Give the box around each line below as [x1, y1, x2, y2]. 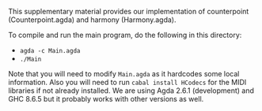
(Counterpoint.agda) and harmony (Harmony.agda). [8, 15, 177, 24]
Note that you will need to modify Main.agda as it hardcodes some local [8, 69, 240, 78]
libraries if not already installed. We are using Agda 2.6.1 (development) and [8, 86, 255, 95]
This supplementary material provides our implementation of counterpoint [8, 7, 249, 16]
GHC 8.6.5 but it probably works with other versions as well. [8, 94, 204, 103]
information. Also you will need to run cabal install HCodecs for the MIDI [8, 78, 247, 87]
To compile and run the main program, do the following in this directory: [8, 31, 242, 39]
